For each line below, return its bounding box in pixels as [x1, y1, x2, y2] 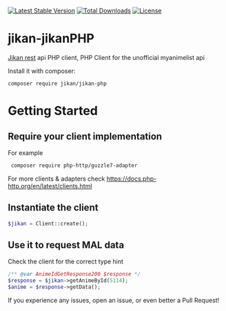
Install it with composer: [8, 66, 76, 75]
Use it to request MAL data [8, 239, 125, 251]
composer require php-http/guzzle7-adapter [10, 162, 138, 169]
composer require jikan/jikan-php [8, 80, 107, 87]
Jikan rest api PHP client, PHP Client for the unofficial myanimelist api [8, 53, 205, 61]
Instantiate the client [8, 202, 99, 214]
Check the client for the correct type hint [8, 257, 123, 265]
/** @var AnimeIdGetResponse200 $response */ [8, 271, 141, 278]
